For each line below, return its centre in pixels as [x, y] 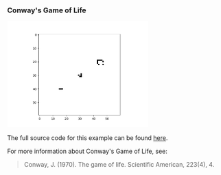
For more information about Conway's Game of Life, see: [88, 151]
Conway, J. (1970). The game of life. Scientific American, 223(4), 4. [119, 164]
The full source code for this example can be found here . [88, 138]
